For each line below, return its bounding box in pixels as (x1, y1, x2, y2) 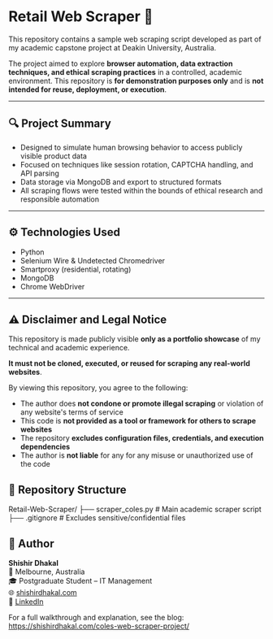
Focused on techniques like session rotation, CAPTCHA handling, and (19, 159, 253, 169)
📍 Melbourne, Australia (8, 567, 85, 576)
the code (19, 459, 50, 469)
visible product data (19, 150, 88, 161)
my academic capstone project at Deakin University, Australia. (8, 42, 217, 52)
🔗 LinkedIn (8, 597, 44, 606)
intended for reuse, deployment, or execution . (8, 85, 167, 94)
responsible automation (19, 194, 100, 204)
